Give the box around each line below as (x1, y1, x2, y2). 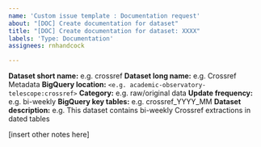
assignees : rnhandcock (8, 42, 85, 50)
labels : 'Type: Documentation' (8, 34, 114, 43)
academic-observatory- (129, 82, 206, 90)
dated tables (8, 114, 50, 124)
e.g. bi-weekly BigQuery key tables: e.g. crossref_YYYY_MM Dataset (8, 97, 242, 107)
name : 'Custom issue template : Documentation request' (8, 11, 200, 20)
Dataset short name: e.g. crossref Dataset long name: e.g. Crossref (8, 71, 237, 81)
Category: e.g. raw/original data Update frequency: (78, 88, 253, 98)
